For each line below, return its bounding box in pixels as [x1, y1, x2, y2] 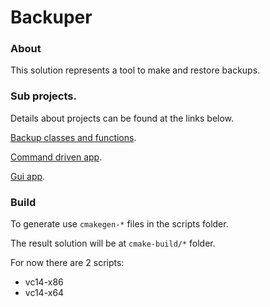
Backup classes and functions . [10, 131, 137, 143]
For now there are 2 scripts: [10, 257, 125, 269]
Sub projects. [10, 89, 77, 103]
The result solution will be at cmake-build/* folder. [10, 237, 216, 250]
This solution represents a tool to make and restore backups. [10, 64, 261, 76]
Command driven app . [10, 151, 103, 163]
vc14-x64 [24, 287, 65, 299]
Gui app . [10, 170, 46, 182]
